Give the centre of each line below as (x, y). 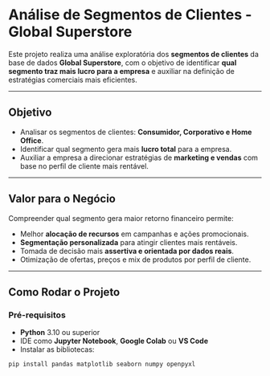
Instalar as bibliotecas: (57, 349)
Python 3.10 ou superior (60, 333)
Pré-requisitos (37, 315)
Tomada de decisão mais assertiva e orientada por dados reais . (127, 251)
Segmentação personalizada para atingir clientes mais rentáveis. (129, 242)
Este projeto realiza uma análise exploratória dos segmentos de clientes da (134, 54)
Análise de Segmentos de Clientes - (130, 15)
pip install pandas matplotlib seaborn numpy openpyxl (102, 364)
